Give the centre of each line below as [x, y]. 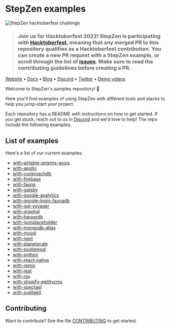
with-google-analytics [36, 195]
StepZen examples [46, 9]
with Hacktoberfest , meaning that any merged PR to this [88, 42]
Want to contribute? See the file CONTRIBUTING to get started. [71, 320]
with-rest [22, 271]
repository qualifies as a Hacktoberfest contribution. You [89, 49]
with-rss [21, 276]
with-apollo [24, 168]
